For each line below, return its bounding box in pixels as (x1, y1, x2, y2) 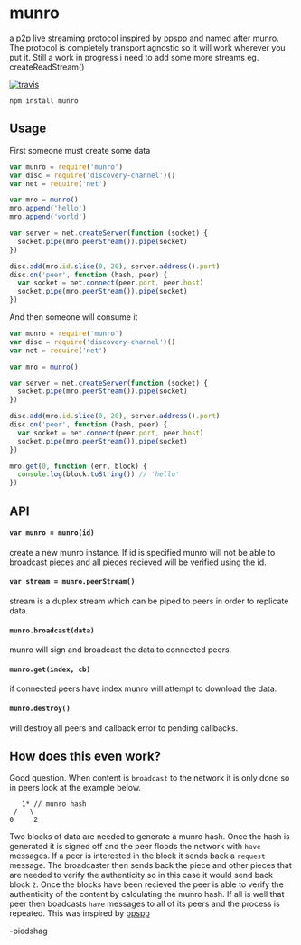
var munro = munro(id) (9, 529, 95, 538)
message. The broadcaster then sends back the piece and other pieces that (9, 860, 292, 871)
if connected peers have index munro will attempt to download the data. (9, 683, 277, 694)
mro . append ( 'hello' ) (9, 204, 88, 213)
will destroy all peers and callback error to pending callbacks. (9, 722, 239, 734)
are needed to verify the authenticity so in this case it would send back (9, 870, 274, 881)
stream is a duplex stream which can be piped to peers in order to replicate (9, 595, 289, 606)
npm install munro (9, 96, 79, 106)
